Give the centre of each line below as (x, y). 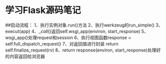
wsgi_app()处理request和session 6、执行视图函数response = (68, 37)
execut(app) (18, 31)
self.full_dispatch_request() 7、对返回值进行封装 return (62, 43)
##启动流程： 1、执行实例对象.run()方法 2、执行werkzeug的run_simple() (80, 25)
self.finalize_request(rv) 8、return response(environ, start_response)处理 (81, 50)
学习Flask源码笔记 (43, 10)
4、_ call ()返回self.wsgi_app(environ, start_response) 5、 (90, 31)
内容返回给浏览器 (27, 56)
